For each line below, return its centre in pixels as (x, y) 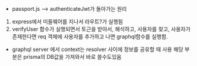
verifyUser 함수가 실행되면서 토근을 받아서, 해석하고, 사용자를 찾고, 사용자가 (101, 29)
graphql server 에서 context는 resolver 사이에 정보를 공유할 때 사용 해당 (98, 49)
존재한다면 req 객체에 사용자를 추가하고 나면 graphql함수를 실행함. (90, 37)
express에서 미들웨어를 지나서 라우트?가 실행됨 (67, 22)
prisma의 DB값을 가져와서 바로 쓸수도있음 (72, 57)
